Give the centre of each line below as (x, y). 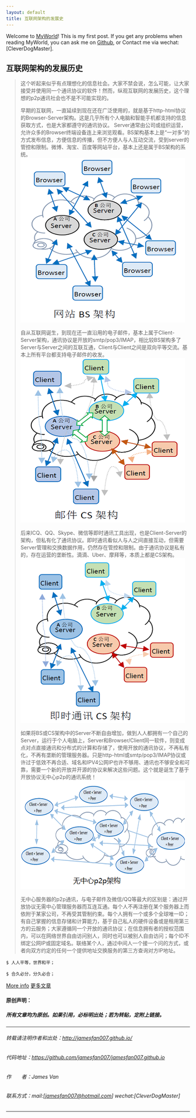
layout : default (26, 12)
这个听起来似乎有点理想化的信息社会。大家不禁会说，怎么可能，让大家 (105, 83)
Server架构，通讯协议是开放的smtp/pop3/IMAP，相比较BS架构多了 (101, 340)
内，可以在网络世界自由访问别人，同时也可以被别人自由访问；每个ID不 (105, 936)
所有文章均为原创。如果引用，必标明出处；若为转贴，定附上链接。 (85, 1015)
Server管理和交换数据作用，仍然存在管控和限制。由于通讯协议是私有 (102, 548)
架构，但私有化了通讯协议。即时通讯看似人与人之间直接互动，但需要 (102, 540)
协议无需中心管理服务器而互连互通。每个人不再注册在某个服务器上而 (107, 907)
